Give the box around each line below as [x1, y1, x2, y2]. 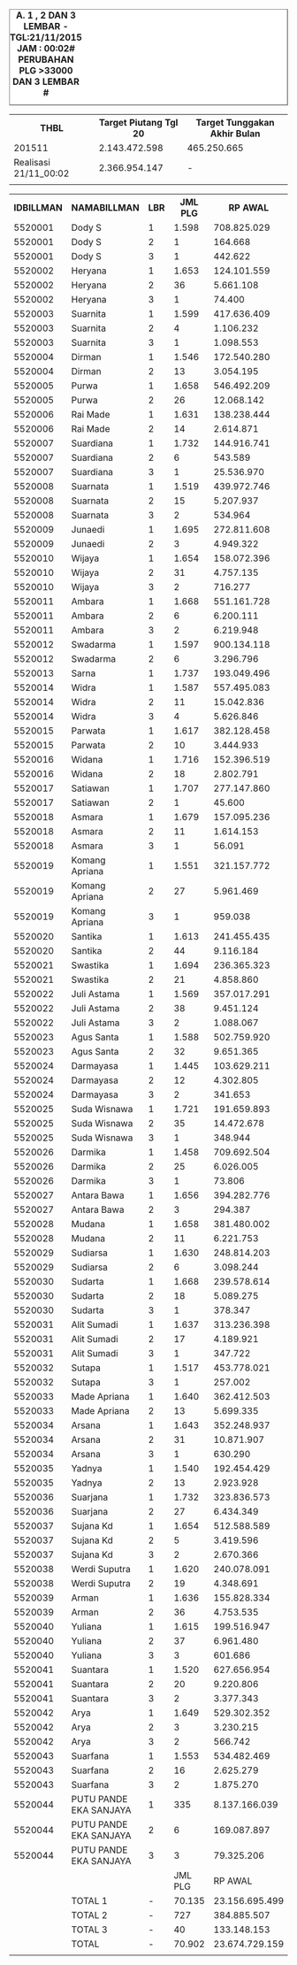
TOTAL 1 [71, 1895, 108, 1907]
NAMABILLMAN [71, 202, 140, 213]
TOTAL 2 [71, 1909, 108, 1921]
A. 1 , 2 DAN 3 [16, 9, 77, 21]
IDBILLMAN [13, 202, 64, 213]
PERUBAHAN [17, 53, 74, 65]
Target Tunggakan [195, 117, 276, 128]
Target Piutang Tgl [98, 117, 179, 128]
